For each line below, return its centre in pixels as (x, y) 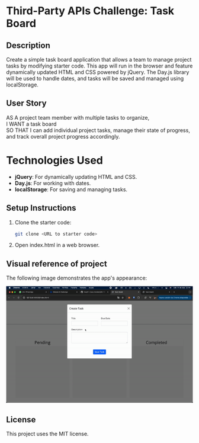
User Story (26, 103)
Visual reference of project (57, 264)
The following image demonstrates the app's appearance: (77, 278)
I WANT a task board (31, 124)
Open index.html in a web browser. (57, 245)
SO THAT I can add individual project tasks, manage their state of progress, (98, 130)
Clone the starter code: (43, 222)
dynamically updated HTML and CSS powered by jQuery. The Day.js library (98, 72)
